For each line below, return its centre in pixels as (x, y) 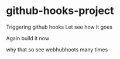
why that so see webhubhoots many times (57, 49)
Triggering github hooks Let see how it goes (59, 27)
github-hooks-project (60, 11)
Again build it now (28, 38)
